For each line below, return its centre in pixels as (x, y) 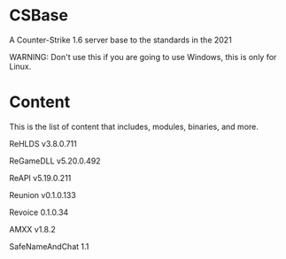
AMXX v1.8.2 (32, 229)
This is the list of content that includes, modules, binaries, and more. (134, 126)
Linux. (20, 66)
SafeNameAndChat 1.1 (49, 246)
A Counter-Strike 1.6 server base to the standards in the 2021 (120, 40)
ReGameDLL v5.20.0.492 (55, 161)
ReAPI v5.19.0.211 (40, 178)
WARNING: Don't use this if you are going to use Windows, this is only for (143, 57)
